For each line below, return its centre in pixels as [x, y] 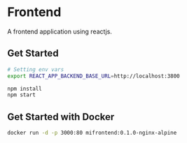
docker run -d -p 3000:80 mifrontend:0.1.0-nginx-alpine [92, 133]
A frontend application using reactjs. [60, 31]
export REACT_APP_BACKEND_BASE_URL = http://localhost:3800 [93, 76]
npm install [25, 89]
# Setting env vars [36, 69]
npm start [22, 95]
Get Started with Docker [61, 117]
